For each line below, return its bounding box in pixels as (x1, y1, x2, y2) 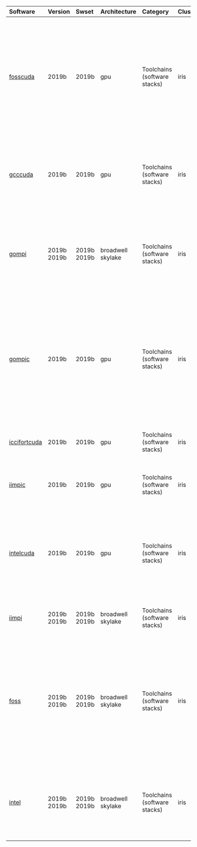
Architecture (100, 8, 137, 15)
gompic (9, 355, 30, 363)
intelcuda (9, 549, 35, 557)
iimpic (9, 481, 26, 489)
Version (47, 8, 70, 15)
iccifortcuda (9, 438, 42, 446)
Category (142, 8, 169, 15)
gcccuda (9, 171, 33, 178)
